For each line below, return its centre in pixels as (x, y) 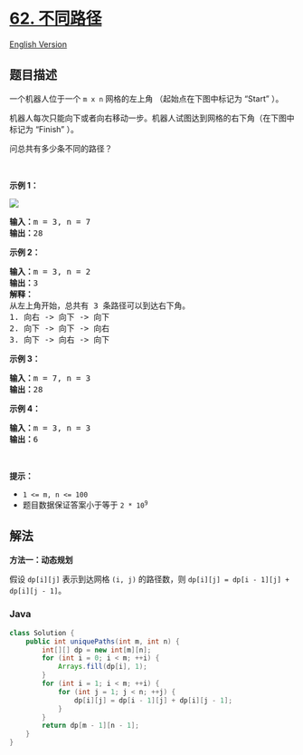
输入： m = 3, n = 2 (50, 271)
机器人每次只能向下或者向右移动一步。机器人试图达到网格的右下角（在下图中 (152, 118)
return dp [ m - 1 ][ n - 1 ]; (91, 726)
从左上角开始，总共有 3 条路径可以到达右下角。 (100, 305)
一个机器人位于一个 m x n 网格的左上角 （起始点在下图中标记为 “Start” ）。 (147, 98)
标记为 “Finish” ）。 (44, 129)
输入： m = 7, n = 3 (50, 378)
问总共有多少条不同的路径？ (61, 148)
